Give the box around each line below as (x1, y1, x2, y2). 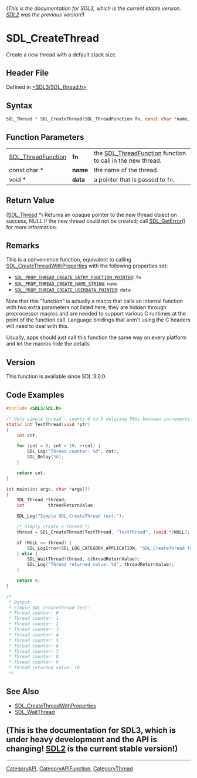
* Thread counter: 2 (8, 621, 59, 627)
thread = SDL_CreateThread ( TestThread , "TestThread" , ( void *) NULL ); (16, 529, 191, 535)
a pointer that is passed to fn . (93, 175, 175, 183)
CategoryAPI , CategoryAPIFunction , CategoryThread (6, 764, 133, 772)
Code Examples (6, 390, 64, 400)
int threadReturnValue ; (16, 502, 96, 508)
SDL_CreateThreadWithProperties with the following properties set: (6, 262, 168, 270)
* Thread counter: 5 (8, 638, 59, 643)
